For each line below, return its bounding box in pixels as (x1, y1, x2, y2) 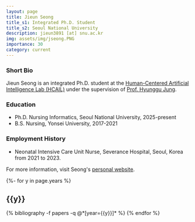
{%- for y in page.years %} (6, 177, 71, 184)
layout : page (6, 8, 38, 15)
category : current (6, 47, 51, 53)
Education (6, 100, 36, 109)
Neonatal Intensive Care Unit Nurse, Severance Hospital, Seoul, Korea (14, 148, 183, 155)
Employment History (6, 134, 66, 143)
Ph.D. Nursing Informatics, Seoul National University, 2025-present (14, 114, 177, 121)
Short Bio (6, 66, 33, 74)
